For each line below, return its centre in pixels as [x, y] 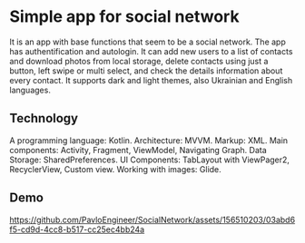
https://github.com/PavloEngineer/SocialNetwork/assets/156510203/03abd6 [152, 219]
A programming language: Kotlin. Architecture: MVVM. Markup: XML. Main [149, 140]
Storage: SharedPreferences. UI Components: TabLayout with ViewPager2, [150, 160]
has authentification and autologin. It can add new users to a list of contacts [151, 51]
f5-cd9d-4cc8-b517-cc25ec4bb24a [77, 229]
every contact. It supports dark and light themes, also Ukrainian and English [151, 80]
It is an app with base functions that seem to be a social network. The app [148, 42]
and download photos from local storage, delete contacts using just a [139, 61]
